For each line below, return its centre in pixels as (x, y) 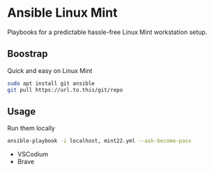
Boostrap (28, 54)
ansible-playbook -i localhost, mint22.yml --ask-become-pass (99, 141)
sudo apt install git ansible (51, 83)
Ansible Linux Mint (62, 13)
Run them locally (31, 128)
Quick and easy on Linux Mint (50, 70)
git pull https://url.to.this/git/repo (65, 90)
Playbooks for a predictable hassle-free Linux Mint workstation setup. (107, 32)
